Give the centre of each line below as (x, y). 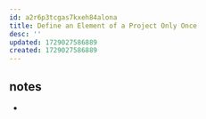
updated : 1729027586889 (54, 42)
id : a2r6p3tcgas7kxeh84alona (63, 17)
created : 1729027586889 (54, 51)
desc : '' (25, 34)
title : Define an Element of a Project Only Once (103, 26)
